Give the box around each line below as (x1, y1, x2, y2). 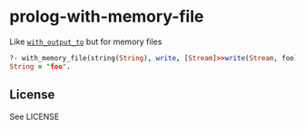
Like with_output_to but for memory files (9, 36, 162, 47)
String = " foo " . (9, 61, 71, 71)
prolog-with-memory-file (9, 6, 204, 27)
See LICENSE (9, 111, 60, 122)
